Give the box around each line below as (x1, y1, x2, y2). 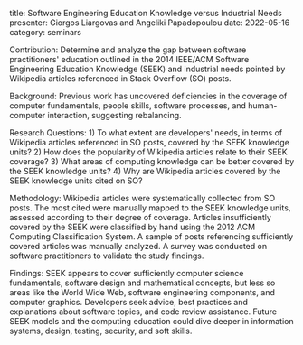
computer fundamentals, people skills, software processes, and (9, 100, 247, 111)
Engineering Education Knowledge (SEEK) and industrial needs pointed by (9, 63, 286, 74)
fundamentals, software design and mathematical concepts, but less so (9, 277, 276, 288)
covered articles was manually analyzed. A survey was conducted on (9, 241, 268, 251)
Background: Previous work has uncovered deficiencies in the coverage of (9, 90, 288, 101)
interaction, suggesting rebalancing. (47, 110, 183, 120)
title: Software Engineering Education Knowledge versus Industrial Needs (9, 8, 282, 18)
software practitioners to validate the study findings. (9, 250, 204, 261)
